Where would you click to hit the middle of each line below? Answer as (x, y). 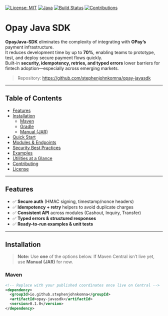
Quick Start (24, 137)
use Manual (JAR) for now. (45, 262)
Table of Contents (34, 98)
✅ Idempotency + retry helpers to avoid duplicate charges (73, 207)
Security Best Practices (36, 147)
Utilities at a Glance (32, 158)
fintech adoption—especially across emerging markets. (62, 68)
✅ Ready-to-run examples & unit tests (53, 224)
